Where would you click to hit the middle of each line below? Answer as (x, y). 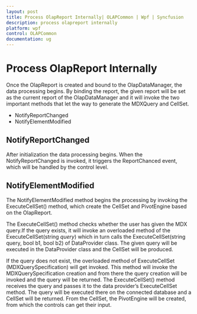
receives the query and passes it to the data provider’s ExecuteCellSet (92, 286)
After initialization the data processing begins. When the (75, 154)
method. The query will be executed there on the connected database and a (99, 292)
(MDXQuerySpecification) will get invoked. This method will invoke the (92, 267)
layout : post (22, 12)
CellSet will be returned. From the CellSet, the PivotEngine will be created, (96, 298)
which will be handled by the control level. (57, 167)
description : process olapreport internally (62, 23)
